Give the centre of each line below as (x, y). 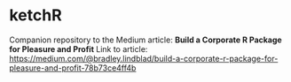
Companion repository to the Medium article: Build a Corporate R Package (145, 40)
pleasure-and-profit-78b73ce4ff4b (73, 68)
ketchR (35, 15)
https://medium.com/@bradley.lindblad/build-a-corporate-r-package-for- (144, 58)
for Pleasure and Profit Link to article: (79, 48)
